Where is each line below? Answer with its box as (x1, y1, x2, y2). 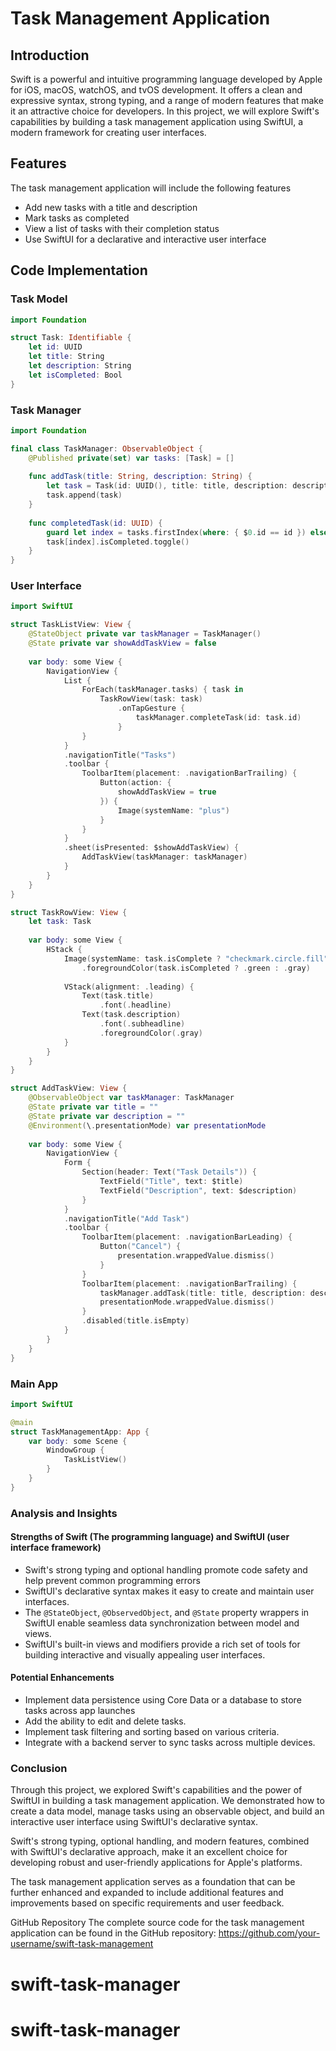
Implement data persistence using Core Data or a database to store (24, 1694, 302, 1706)
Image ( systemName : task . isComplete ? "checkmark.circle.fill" (63, 953, 329, 964)
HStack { (46, 945, 83, 955)
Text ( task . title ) (81, 991, 155, 1001)
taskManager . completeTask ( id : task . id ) (135, 713, 302, 723)
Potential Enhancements (10, 1672, 115, 1684)
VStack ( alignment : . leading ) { (63, 982, 195, 992)
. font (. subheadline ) (99, 1019, 186, 1029)
